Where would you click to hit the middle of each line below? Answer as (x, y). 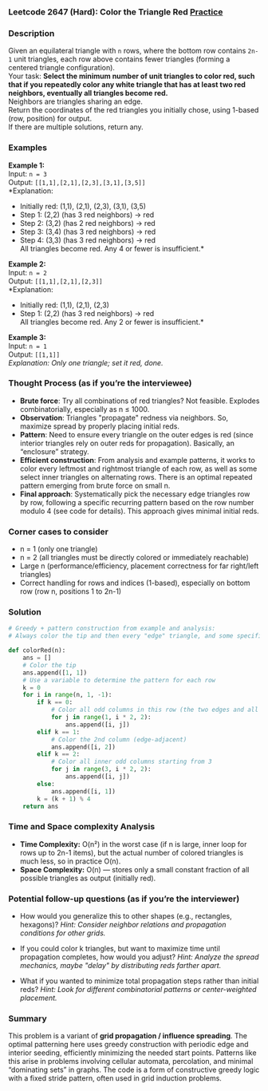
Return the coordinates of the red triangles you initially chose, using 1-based (134, 110)
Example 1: (27, 165)
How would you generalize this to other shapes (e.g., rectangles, (126, 916)
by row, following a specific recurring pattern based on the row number (137, 502)
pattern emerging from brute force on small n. (95, 485)
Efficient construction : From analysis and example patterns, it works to (137, 460)
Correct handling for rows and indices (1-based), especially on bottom (135, 583)
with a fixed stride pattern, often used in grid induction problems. (115, 1078)
